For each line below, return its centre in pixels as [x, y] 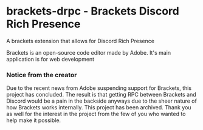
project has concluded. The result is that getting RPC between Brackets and [101, 95]
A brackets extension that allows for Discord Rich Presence [81, 41]
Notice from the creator [42, 75]
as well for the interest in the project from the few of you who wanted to [96, 114]
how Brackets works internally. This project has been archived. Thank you [99, 108]
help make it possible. [34, 120]
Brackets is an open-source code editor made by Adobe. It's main [89, 52]
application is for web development [50, 59]
